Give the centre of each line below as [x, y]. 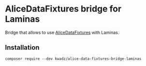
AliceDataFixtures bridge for [63, 9]
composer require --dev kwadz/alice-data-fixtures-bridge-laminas [73, 59]
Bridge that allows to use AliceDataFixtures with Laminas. [62, 32]
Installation [22, 47]
